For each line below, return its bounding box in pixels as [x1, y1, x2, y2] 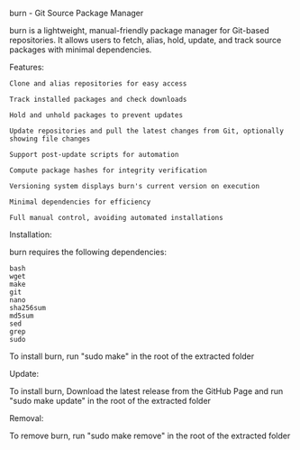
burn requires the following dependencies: [9, 247, 167, 257]
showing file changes [9, 134, 91, 143]
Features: [9, 62, 45, 72]
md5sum [9, 311, 34, 320]
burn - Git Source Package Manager [9, 8, 144, 18]
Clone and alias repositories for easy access [9, 79, 187, 88]
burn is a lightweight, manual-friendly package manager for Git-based [9, 25, 269, 35]
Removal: [9, 413, 44, 423]
